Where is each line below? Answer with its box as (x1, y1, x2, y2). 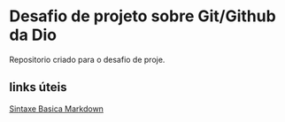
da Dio (9, 25, 58, 45)
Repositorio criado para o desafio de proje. (9, 54, 166, 65)
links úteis (9, 80, 67, 95)
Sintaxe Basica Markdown (9, 103, 104, 114)
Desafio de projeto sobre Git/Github (9, 6, 276, 27)
